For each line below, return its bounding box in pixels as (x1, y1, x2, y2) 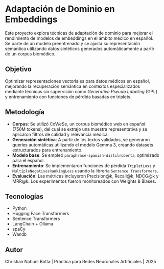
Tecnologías (5, 192, 44, 200)
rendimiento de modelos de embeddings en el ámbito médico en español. (5, 35, 154, 41)
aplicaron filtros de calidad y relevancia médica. (12, 131, 109, 137)
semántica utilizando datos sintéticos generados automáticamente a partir (5, 46, 155, 51)
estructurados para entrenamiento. (12, 147, 83, 153)
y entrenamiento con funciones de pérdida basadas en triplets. (5, 94, 132, 99)
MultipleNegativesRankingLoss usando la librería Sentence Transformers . (12, 168, 158, 173)
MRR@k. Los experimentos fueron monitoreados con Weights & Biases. (12, 178, 157, 184)
